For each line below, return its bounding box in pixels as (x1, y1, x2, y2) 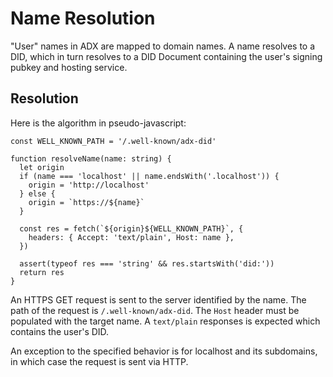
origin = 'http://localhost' (28, 180, 150, 190)
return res (19, 267, 65, 277)
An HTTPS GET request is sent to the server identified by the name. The (10, 293, 307, 306)
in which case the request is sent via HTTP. (10, 355, 189, 367)
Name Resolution (10, 7, 156, 30)
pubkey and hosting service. (10, 61, 128, 73)
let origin (19, 162, 65, 172)
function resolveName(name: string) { (10, 153, 172, 164)
